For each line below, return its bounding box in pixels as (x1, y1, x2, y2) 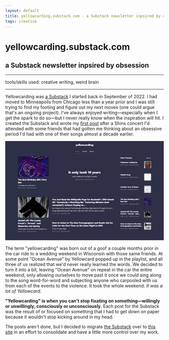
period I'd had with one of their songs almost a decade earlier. (5, 131, 134, 137)
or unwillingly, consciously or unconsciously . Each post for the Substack (5, 303, 159, 309)
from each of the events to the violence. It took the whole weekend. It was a (5, 283, 163, 289)
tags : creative (5, 19, 37, 24)
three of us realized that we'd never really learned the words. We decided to (5, 261, 163, 267)
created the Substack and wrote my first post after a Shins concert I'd (5, 120, 150, 126)
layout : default (5, 8, 39, 13)
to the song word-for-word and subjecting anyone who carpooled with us (5, 278, 157, 284)
